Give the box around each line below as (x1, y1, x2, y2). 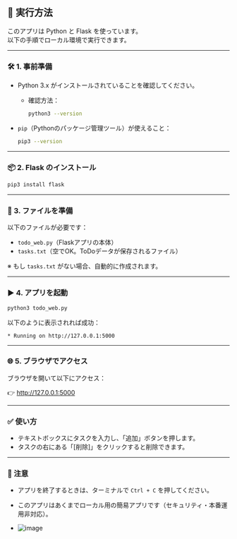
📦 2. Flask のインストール (7, 162, 97, 172)
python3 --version (28, 110, 83, 118)
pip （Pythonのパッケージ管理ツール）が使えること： (17, 123, 171, 132)
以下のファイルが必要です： (7, 223, 88, 231)
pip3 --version (17, 138, 63, 145)
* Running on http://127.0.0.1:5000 (7, 332, 115, 339)
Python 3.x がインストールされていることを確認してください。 (17, 81, 199, 90)
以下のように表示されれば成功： (7, 318, 100, 327)
